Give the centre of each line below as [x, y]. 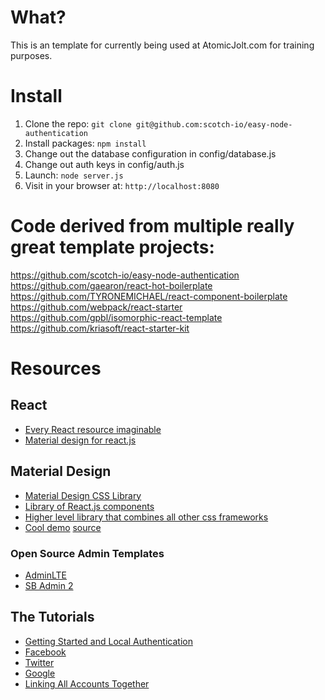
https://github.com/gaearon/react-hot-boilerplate [111, 285]
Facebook [45, 652]
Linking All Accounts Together [87, 683]
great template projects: [112, 247]
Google [40, 673]
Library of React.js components [89, 506]
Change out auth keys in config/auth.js [104, 164]
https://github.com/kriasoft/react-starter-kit [100, 328]
